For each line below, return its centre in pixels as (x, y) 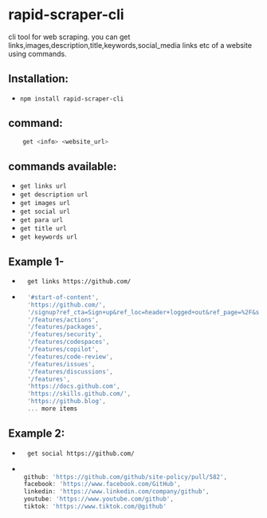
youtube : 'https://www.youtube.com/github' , (98, 499)
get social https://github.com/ (81, 453)
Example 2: (37, 434)
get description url (54, 195)
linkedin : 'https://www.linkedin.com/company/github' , (116, 492)
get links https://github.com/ (79, 282)
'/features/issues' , (61, 364)
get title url (43, 229)
